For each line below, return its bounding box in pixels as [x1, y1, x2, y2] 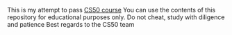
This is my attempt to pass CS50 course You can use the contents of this [7, 6, 216, 14]
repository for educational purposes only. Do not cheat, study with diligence [7, 13, 225, 21]
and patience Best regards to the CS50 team [7, 21, 135, 28]
